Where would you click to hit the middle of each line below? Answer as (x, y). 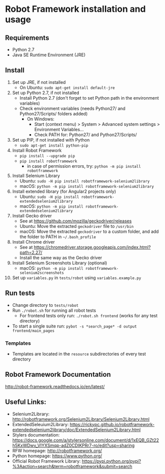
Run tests (20, 293)
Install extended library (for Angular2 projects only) (64, 191)
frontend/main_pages (33, 331)
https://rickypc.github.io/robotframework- (112, 424)
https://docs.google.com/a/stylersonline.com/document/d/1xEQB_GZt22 (85, 440)
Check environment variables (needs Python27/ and (72, 108)
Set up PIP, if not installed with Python (51, 140)
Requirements (27, 38)
